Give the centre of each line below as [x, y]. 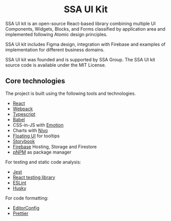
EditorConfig [26, 208]
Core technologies [35, 81]
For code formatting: [27, 198]
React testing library [34, 177]
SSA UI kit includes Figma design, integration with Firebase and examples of [86, 44]
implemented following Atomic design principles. [57, 34]
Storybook [24, 141]
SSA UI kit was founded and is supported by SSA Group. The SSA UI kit [80, 59]
